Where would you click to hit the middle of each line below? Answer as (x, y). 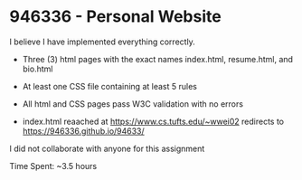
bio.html (38, 69)
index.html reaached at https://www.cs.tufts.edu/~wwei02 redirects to (153, 121)
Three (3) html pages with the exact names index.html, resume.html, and (158, 59)
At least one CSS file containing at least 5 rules (109, 86)
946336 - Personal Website (115, 17)
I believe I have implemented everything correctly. (103, 42)
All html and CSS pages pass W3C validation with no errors (133, 104)
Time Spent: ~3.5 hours (53, 166)
